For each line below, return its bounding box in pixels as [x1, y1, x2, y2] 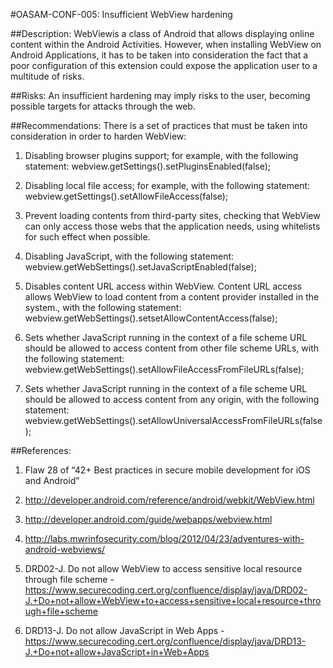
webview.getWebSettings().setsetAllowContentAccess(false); [24, 312, 278, 324]
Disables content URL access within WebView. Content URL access [24, 280, 303, 292]
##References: [10, 445, 72, 456]
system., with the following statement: [24, 302, 182, 313]
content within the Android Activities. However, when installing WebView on [10, 39, 322, 50]
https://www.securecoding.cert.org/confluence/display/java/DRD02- [24, 584, 308, 596]
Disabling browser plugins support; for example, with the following [24, 150, 299, 161]
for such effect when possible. [24, 231, 151, 243]
